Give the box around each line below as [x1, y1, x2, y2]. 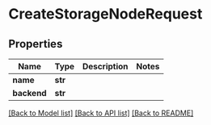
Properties [8, 37, 63, 51]
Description [82, 61, 129, 72]
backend [12, 88, 47, 98]
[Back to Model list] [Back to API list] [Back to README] [8, 108, 194, 118]
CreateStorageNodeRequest [8, 5, 203, 23]
